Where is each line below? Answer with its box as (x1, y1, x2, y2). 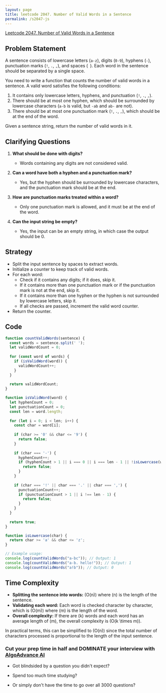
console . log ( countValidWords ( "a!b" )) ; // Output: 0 (5, 565, 114, 570)
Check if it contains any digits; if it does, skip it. (19, 277, 116, 283)
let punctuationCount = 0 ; (9, 404, 65, 409)
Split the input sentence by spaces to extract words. (12, 261, 119, 267)
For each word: (12, 271, 43, 277)
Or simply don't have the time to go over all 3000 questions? (12, 682, 136, 688)
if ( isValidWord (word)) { (14, 359, 68, 364)
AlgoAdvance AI (5, 651, 45, 658)
